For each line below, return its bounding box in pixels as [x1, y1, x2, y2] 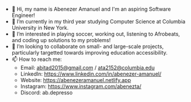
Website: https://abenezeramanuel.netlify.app [20, 77, 131, 83]
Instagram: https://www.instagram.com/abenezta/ [20, 83, 142, 90]
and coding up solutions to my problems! [11, 37, 111, 43]
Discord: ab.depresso [20, 89, 73, 96]
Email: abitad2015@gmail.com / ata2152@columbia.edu [20, 64, 155, 71]
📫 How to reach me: [11, 56, 62, 63]
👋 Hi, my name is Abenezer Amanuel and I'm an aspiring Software [11, 6, 172, 12]
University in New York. [11, 24, 69, 31]
